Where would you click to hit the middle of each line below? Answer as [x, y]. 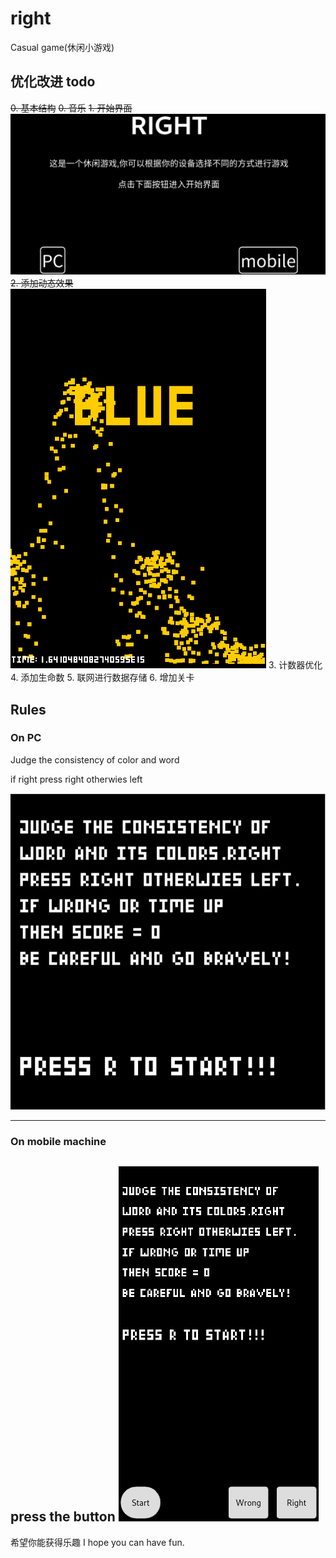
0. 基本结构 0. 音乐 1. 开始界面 [71, 108]
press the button [63, 1517]
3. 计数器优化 [295, 665]
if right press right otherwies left [76, 779]
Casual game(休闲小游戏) [62, 47]
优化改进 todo [53, 82]
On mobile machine [58, 1141]
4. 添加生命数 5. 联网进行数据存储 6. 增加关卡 [102, 678]
